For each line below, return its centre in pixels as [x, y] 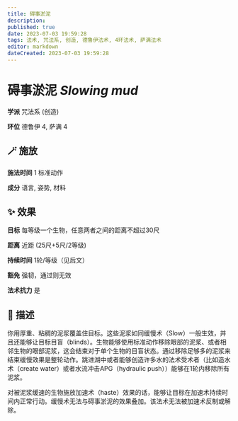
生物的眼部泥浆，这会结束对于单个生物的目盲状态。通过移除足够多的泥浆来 [122, 351]
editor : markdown [33, 47]
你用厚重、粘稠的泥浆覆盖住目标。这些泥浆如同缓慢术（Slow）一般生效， [114, 333]
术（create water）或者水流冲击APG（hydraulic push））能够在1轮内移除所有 [119, 369]
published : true [31, 27]
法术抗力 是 [24, 290]
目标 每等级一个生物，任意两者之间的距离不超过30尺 [84, 230]
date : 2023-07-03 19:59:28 [47, 34]
